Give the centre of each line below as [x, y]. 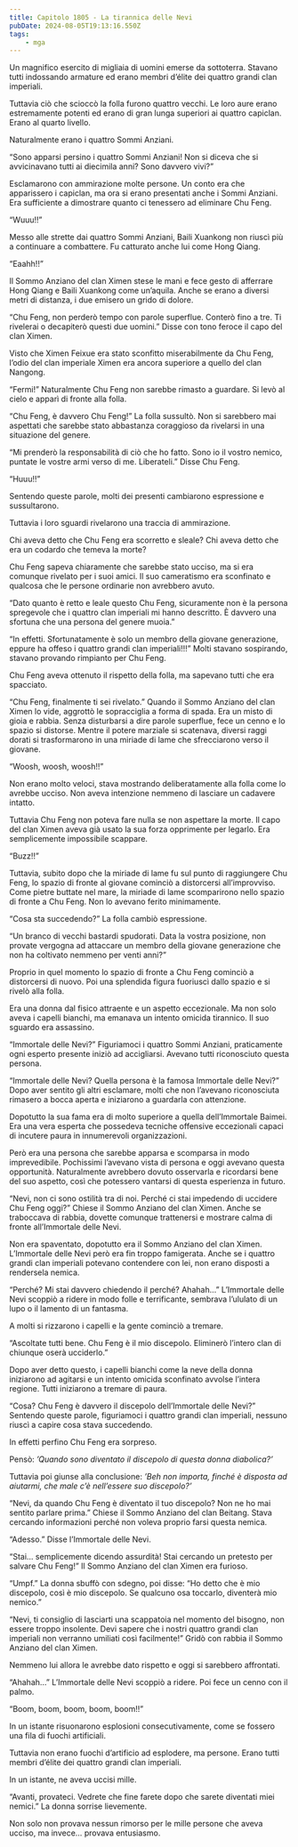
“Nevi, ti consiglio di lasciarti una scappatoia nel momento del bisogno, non [147, 1619]
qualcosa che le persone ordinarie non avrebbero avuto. [112, 586]
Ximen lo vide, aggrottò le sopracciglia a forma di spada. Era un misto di [141, 712]
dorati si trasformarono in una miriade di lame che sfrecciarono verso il [139, 740]
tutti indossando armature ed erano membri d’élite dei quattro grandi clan [143, 77]
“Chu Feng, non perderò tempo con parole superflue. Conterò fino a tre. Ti [145, 318]
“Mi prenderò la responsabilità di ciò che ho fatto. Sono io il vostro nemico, [146, 452]
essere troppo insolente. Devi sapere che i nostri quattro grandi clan [134, 1629]
